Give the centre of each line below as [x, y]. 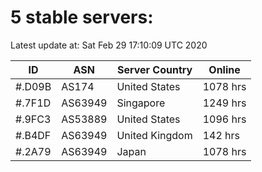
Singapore [141, 103]
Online [224, 69]
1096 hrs [224, 119]
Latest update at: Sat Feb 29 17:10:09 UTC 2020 [109, 45]
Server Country [154, 69]
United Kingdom [154, 135]
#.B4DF [33, 135]
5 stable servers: [82, 17]
